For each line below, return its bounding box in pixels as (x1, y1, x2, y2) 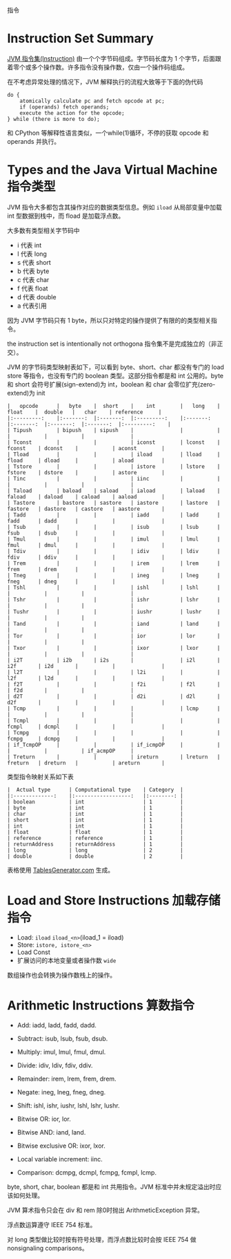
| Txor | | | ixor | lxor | (7, 644, 221, 651)
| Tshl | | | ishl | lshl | (7, 584, 221, 591)
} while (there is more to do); (7, 115, 100, 122)
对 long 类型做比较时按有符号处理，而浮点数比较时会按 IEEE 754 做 (7, 1235, 197, 1243)
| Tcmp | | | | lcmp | (7, 705, 221, 712)
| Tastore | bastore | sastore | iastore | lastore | (7, 499, 221, 506)
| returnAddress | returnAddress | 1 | (7, 841, 184, 848)
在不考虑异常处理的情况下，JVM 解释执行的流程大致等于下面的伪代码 (7, 77, 203, 86)
